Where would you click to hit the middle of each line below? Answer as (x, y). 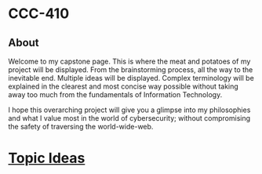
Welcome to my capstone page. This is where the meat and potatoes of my (129, 61)
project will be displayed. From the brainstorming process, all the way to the (131, 70)
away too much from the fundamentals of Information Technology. (115, 94)
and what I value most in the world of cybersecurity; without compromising (129, 118)
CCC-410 (39, 14)
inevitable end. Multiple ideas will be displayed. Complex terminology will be (131, 78)
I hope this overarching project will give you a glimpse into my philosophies (129, 110)
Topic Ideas (47, 158)
